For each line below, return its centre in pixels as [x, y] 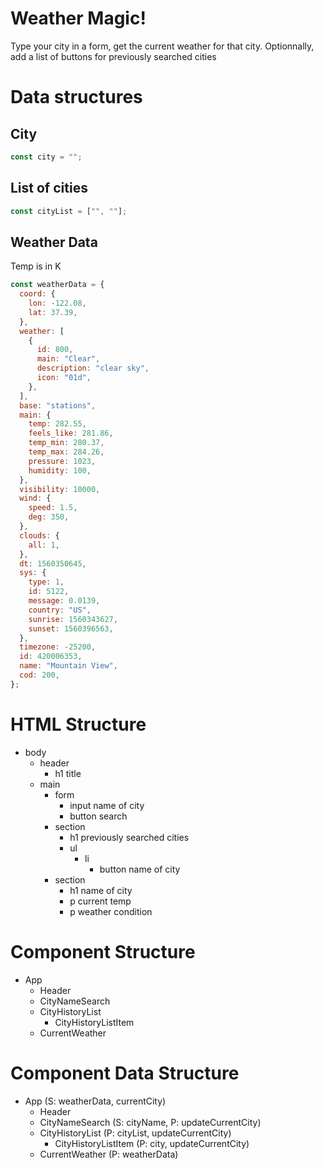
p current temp [100, 901]
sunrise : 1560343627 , [73, 619]
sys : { [33, 573]
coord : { [37, 294]
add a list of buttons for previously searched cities [113, 56]
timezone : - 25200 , [58, 647]
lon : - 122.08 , [57, 303]
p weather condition [111, 911]
